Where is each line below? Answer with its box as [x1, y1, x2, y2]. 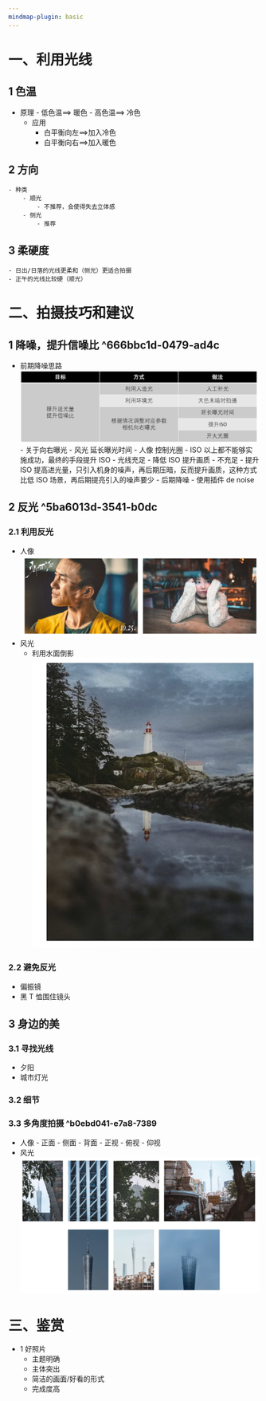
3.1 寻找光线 [8, 1043, 54, 1054]
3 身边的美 [8, 1017, 60, 1031]
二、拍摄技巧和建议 [8, 304, 135, 322]
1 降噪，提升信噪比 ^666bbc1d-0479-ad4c [8, 338, 221, 352]
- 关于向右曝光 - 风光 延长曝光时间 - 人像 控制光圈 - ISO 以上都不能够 [19, 445, 246, 455]
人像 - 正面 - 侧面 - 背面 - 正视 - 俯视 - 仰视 [19, 1137, 161, 1147]
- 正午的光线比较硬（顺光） [8, 275, 88, 283]
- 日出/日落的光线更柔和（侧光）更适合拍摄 [8, 267, 132, 275]
